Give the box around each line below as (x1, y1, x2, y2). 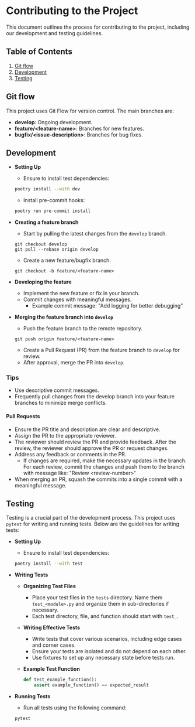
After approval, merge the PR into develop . (23, 359, 125, 366)
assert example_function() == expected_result (34, 682, 149, 688)
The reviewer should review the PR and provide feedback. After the (14, 438, 176, 445)
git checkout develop (14, 241, 67, 247)
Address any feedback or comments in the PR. (14, 450, 127, 458)
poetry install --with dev (14, 186, 81, 192)
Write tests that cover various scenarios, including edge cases (32, 636, 182, 643)
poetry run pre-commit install (14, 208, 91, 214)
